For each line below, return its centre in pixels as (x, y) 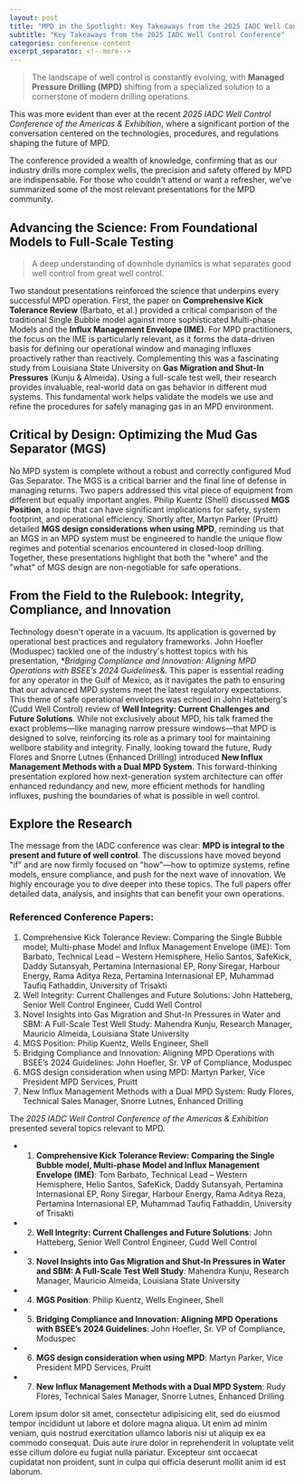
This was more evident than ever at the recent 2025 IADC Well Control (140, 114)
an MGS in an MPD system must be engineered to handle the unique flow (146, 538)
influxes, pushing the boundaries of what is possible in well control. (135, 795)
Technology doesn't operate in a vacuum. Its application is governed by (143, 632)
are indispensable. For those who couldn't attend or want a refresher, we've (151, 180)
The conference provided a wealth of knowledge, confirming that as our (143, 160)
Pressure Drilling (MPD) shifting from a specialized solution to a (151, 87)
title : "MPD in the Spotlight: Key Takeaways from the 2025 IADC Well (145, 26)
